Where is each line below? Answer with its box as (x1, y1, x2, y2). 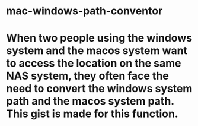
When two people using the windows (6, 31, 193, 45)
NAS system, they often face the (6, 70, 169, 83)
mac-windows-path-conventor (6, 4, 163, 18)
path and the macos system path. (6, 94, 174, 108)
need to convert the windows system (6, 82, 193, 96)
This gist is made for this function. (6, 107, 179, 121)
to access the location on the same (6, 56, 182, 70)
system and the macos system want (6, 44, 188, 58)
